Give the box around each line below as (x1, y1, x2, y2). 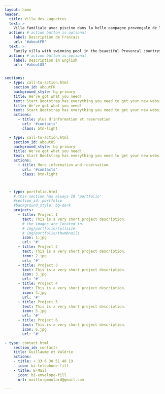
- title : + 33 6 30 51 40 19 (13, 359, 73, 364)
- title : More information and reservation (17, 162, 109, 167)
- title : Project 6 (17, 318, 58, 323)
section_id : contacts (13, 345, 58, 350)
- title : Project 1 (17, 212, 58, 217)
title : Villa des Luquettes (9, 16, 67, 21)
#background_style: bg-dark (13, 203, 71, 208)
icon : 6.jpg (22, 327, 47, 332)
